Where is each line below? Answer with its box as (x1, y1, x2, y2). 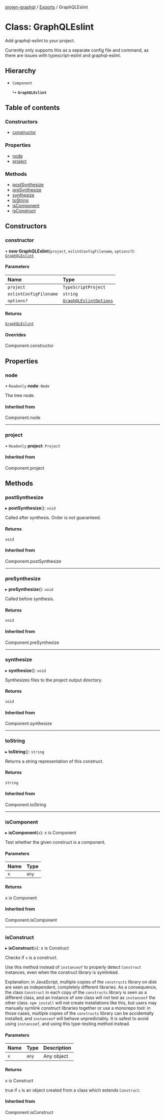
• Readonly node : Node (5, 383, 50, 389)
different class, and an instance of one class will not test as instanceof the (5, 994, 156, 1001)
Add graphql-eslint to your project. (5, 37, 75, 43)
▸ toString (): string (5, 748, 45, 755)
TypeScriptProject (62, 284, 106, 290)
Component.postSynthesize (5, 558, 61, 564)
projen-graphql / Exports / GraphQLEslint (5, 4, 88, 10)
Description (43, 1045, 71, 1052)
